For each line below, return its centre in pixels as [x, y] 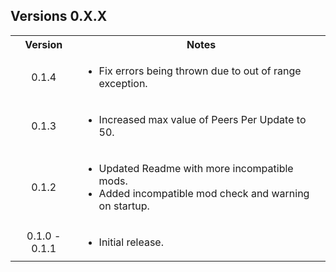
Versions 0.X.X [59, 16]
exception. [123, 83]
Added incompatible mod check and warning [204, 193]
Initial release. [131, 242]
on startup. [124, 206]
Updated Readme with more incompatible [196, 168]
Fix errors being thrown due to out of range [200, 71]
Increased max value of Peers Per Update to [202, 119]
